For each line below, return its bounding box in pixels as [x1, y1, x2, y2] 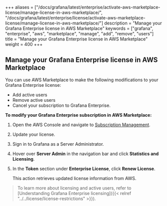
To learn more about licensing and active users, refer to [17, 185, 132, 191]
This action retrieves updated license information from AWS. [12, 175, 137, 181]
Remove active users [12, 97, 56, 103]
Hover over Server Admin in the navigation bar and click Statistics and [12, 151, 159, 157]
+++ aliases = [5, 4, 34, 10]
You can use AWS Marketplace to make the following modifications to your [5, 77, 159, 83]
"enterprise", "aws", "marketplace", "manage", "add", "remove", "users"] [5, 31, 154, 36]
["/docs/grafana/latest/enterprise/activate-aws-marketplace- [34, 4, 161, 10]
